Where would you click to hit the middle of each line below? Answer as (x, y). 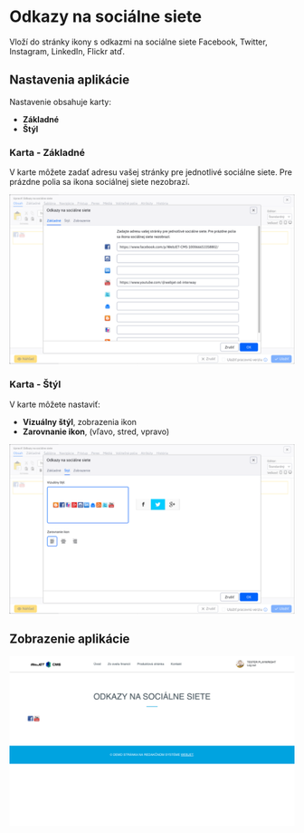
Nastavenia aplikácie (69, 80)
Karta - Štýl (35, 384)
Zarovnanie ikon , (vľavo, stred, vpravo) (96, 431)
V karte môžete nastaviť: (55, 404)
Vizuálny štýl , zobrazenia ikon (80, 421)
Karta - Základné (47, 152)
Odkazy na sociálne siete (105, 17)
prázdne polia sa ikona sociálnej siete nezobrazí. (100, 182)
